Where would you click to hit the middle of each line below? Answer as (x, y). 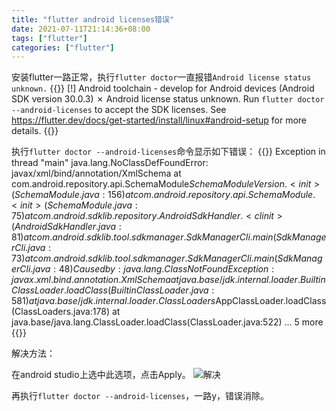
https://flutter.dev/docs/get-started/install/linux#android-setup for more (159, 120)
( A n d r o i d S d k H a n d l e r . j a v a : (66, 227)
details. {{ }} (35, 131)
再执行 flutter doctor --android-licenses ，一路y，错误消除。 (140, 396)
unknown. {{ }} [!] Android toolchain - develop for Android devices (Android (163, 88)
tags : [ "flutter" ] (49, 38)
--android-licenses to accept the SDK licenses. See (119, 110)
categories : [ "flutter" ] (63, 47)
